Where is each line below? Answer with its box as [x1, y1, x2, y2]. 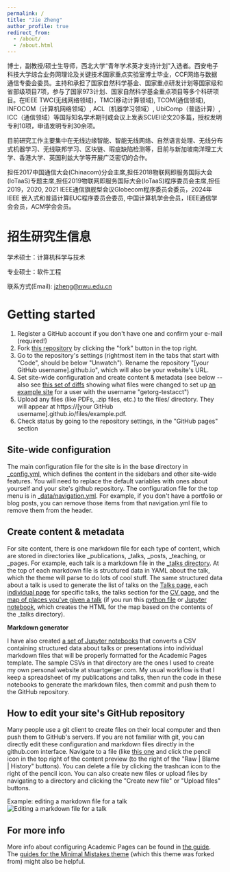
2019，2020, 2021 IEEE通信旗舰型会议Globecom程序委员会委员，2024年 [7, 185, 212, 193]
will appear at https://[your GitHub [16, 402, 114, 411]
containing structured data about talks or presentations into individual [7, 643, 203, 652]
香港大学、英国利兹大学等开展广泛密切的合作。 [18, 154, 151, 161]
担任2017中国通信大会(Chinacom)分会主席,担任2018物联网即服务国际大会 [7, 168, 213, 176]
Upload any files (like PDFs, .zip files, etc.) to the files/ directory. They [16, 395, 214, 403]
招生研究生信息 [7, 229, 92, 244]
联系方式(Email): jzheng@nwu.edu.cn [7, 282, 112, 290]
